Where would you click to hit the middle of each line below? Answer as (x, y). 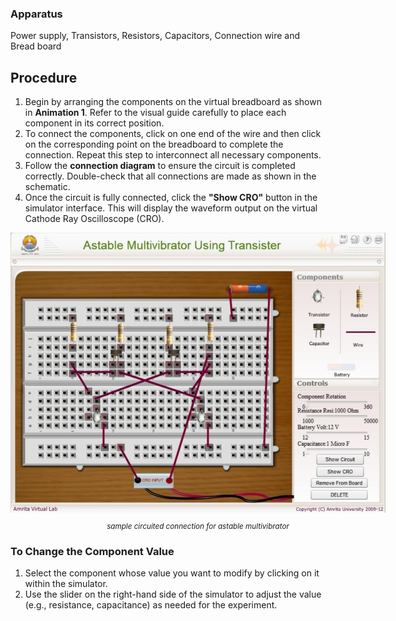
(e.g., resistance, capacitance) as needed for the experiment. (151, 605)
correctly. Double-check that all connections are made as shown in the (170, 176)
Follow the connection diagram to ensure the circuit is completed (160, 166)
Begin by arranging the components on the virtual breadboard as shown (173, 102)
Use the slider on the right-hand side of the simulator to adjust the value (173, 594)
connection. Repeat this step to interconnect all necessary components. (173, 155)
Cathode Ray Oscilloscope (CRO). (94, 219)
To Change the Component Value (92, 551)
